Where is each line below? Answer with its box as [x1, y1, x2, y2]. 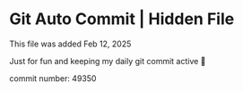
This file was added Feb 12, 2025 [9, 38, 132, 49]
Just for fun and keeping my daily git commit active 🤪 [9, 55, 206, 66]
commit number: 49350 [9, 72, 97, 84]
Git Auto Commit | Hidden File [9, 9, 235, 29]
